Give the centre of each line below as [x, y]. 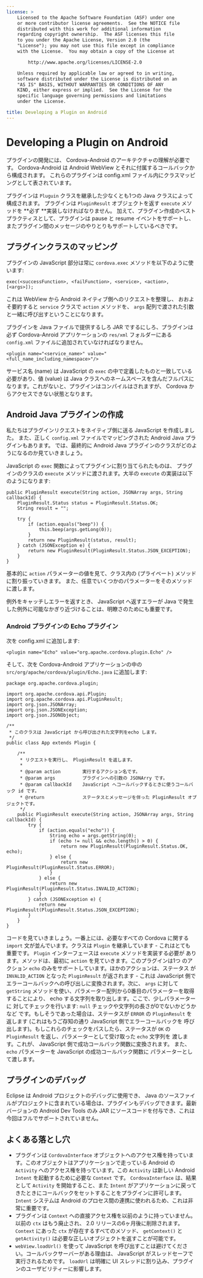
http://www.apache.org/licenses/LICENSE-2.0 [85, 62]
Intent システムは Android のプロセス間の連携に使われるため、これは [101, 1200]
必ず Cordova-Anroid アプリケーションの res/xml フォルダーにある [89, 335]
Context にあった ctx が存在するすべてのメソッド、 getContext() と [99, 1231]
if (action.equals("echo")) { [77, 830]
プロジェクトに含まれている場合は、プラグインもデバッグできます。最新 [107, 1103]
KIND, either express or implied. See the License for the [95, 90]
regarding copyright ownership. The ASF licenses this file [96, 35]
